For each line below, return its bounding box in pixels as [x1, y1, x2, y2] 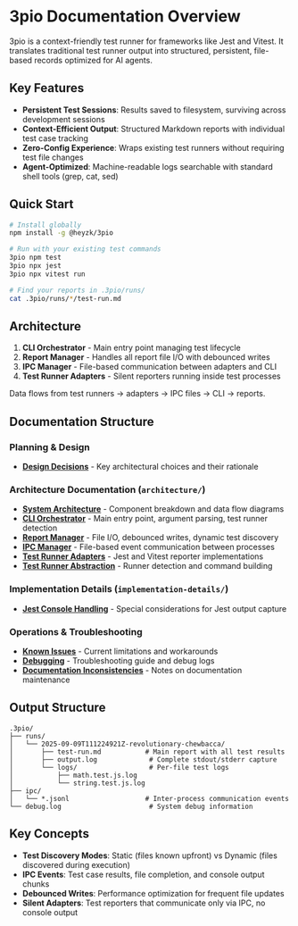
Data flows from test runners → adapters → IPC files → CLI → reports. [9, 388, 266, 399]
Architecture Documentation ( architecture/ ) [9, 483, 206, 496]
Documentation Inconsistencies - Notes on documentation [21, 664, 243, 675]
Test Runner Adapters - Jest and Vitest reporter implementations [21, 551, 264, 562]
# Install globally [9, 221, 82, 229]
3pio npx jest [9, 262, 62, 271]
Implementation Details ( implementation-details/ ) [9, 583, 229, 596]
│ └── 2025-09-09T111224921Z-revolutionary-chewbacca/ [9, 739, 226, 748]
